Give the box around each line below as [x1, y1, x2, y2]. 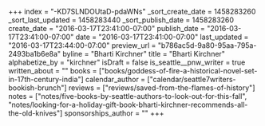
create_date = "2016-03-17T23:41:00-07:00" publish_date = [8, 24, 206, 33]
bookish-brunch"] [8, 83, 67, 93]
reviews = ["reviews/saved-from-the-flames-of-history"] [68, 83, 255, 93]
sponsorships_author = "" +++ [64, 108, 164, 118]
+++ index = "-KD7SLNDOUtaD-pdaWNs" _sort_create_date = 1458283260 [8, 7, 256, 16]
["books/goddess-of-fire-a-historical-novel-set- [98, 66, 258, 75]
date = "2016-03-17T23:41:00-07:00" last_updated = [75, 32, 249, 41]
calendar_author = [85, 75, 146, 84]
